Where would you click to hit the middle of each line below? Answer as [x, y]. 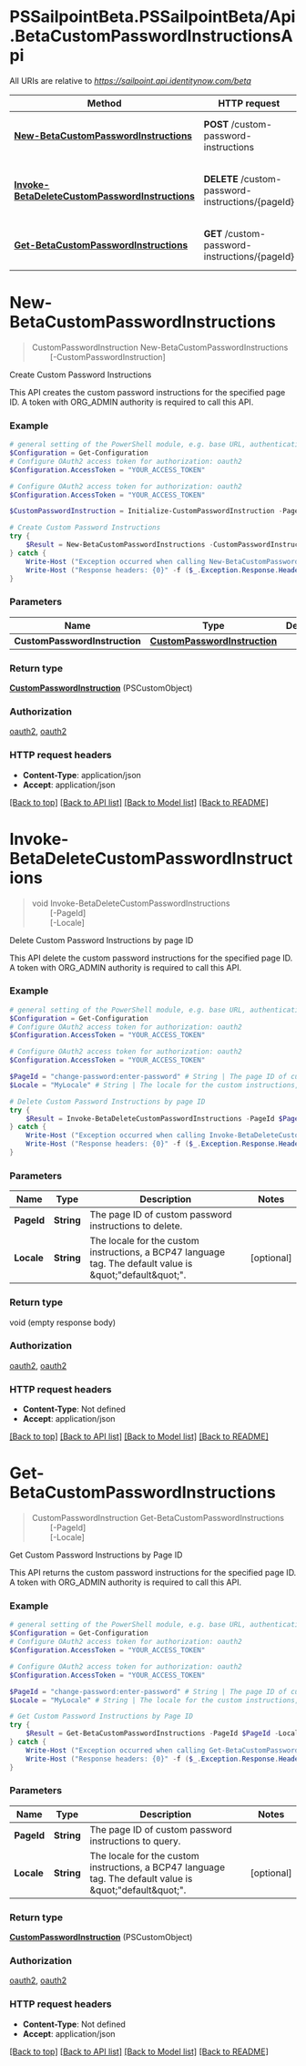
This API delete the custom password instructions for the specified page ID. [151, 958]
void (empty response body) [63, 1322]
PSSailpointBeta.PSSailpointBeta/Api [153, 17]
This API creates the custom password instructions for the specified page [148, 392]
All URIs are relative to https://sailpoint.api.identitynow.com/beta [131, 80]
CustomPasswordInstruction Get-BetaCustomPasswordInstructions [158, 1518]
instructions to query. [135, 1841]
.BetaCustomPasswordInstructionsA [151, 36]
